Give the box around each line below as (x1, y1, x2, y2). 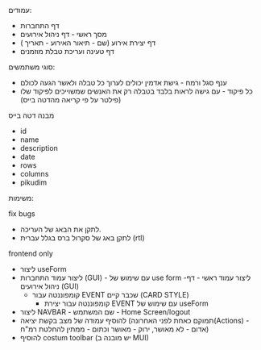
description (19, 144, 58, 152)
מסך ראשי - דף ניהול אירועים (19, 30, 107, 39)
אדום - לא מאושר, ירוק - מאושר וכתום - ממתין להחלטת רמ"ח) (19, 324, 209, 334)
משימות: (8, 194, 35, 202)
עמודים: (8, 6, 32, 15)
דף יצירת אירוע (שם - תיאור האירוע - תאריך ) (19, 38, 155, 48)
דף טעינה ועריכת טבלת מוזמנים (19, 47, 114, 56)
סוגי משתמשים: (8, 62, 56, 72)
